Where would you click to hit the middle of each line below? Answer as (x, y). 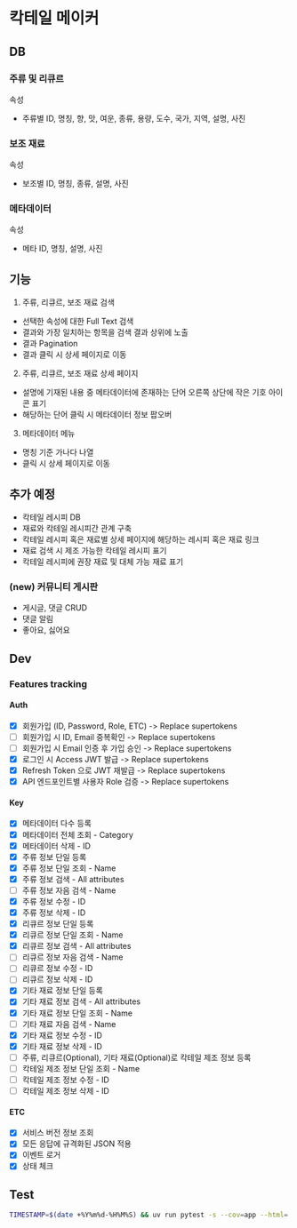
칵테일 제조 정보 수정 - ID (65, 1080)
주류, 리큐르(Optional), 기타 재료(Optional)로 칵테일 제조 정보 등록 (136, 1057)
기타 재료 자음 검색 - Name (69, 1024)
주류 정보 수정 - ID (54, 901)
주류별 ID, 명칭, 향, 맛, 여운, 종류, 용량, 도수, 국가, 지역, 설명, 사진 (134, 118)
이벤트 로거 (41, 1155)
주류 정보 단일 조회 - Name (69, 868)
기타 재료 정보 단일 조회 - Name (77, 1013)
